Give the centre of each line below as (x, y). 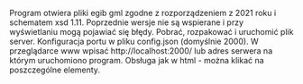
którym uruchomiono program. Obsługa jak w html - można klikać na (137, 60)
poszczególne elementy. (55, 70)
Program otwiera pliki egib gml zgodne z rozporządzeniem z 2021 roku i (143, 13)
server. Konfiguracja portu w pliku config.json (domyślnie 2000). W (134, 41)
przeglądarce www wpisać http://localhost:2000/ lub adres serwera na (141, 51)
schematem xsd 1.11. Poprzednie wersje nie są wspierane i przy (127, 22)
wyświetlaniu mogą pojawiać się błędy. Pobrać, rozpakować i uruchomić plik (151, 32)
